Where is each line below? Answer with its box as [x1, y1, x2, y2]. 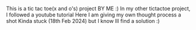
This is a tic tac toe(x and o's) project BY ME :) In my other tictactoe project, [6, 5, 191, 12]
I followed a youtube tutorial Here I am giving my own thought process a [6, 11, 181, 18]
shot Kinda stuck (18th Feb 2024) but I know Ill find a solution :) [6, 18, 160, 24]
